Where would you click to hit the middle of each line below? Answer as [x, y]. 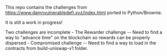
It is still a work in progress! [34, 22]
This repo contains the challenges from [46, 7]
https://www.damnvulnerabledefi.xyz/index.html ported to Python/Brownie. [84, 13]
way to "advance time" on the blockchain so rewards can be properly [78, 38]
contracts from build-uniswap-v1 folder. [47, 48]
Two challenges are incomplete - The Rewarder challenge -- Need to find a [84, 32]
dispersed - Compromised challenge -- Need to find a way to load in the [81, 43]
